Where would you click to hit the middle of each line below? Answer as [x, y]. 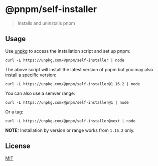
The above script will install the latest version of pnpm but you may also [79, 69]
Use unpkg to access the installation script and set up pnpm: [68, 51]
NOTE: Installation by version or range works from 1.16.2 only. [70, 130]
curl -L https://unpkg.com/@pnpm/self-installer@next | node [70, 121]
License [18, 146]
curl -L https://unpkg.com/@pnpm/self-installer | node [65, 60]
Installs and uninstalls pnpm [46, 23]
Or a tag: [14, 112]
